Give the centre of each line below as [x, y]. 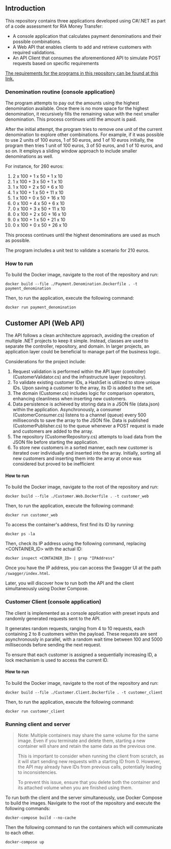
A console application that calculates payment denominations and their [87, 36]
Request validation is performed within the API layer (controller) [79, 372]
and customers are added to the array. [53, 431]
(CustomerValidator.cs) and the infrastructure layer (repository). [79, 377]
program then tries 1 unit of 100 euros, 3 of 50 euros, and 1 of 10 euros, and [84, 146]
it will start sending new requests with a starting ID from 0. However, [89, 762]
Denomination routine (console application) [60, 92]
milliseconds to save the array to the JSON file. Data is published [81, 420]
